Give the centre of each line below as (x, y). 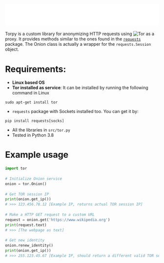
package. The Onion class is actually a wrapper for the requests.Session (78, 44)
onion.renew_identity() (29, 245)
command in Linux (31, 93)
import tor (16, 169)
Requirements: (36, 69)
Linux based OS (28, 83)
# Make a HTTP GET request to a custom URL (50, 215)
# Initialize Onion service (34, 179)
